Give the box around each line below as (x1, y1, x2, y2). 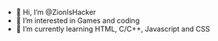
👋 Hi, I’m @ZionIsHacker (15, 8, 96, 17)
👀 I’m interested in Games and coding (15, 16, 140, 25)
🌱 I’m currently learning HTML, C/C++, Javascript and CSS (15, 24, 211, 33)
